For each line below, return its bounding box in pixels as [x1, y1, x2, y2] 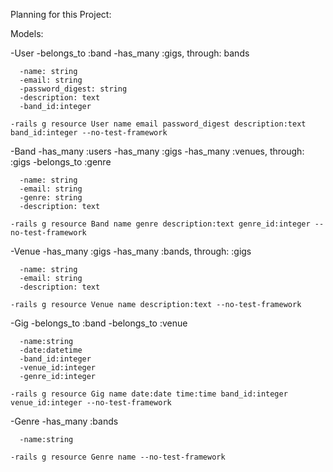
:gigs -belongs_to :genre [10, 156, 112, 168]
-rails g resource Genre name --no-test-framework [10, 452, 226, 462]
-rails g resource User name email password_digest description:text [10, 119, 307, 129]
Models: [10, 28, 44, 39]
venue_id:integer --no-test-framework [10, 398, 172, 408]
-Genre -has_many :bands [10, 415, 119, 427]
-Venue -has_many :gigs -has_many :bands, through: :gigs [10, 245, 252, 257]
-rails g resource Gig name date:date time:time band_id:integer [10, 389, 288, 399]
